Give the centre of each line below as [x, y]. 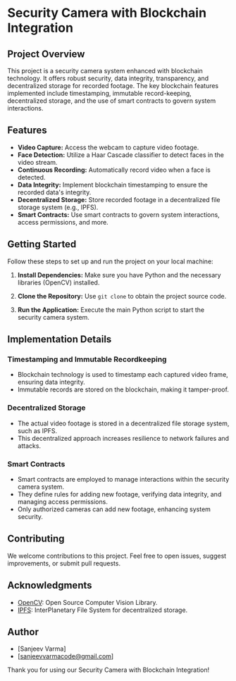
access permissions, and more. [63, 222]
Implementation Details [60, 339]
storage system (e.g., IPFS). [58, 207]
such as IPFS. [37, 430]
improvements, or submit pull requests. [64, 563]
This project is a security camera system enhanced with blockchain [105, 71]
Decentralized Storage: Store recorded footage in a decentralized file [119, 199]
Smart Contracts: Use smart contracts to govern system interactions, [118, 214]
